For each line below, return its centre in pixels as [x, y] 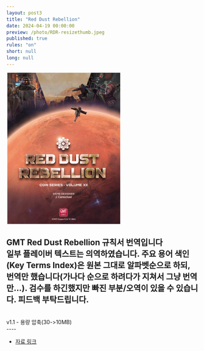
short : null [21, 52]
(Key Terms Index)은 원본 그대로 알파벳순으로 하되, [98, 265]
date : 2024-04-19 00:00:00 [40, 26]
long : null [20, 58]
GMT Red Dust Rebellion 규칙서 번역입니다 [85, 243]
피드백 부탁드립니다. [54, 300]
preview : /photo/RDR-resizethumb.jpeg [55, 32]
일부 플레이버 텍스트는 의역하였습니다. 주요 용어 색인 [98, 254]
